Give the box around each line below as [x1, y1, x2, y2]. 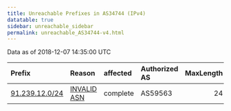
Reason [69, 69, 96, 78]
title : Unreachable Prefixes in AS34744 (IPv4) [7, 10, 146, 17]
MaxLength [184, 69, 223, 78]
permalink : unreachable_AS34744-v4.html [7, 29, 125, 36]
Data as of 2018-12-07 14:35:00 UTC [7, 48, 111, 56]
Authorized [140, 64, 179, 74]
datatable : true [7, 16, 54, 23]
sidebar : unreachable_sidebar [7, 23, 94, 29]
